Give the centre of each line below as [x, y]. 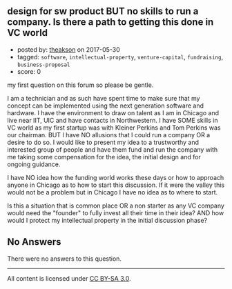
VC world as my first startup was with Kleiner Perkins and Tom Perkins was [114, 128]
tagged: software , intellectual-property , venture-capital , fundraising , [120, 57]
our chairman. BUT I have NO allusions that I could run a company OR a [109, 134]
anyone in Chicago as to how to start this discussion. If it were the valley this [116, 185]
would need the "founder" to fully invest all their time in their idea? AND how [116, 212]
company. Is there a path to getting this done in [110, 22]
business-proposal [43, 65]
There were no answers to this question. [65, 259]
